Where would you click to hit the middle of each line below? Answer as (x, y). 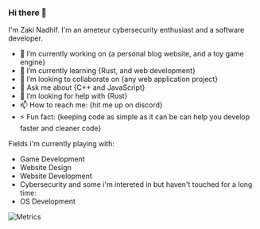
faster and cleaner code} (60, 128)
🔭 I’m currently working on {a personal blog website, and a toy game (132, 54)
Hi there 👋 (28, 13)
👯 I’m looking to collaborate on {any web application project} (119, 80)
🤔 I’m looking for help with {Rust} (74, 96)
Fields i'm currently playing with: (62, 144)
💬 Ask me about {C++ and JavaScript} (82, 87)
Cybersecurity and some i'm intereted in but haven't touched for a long (136, 184)
